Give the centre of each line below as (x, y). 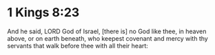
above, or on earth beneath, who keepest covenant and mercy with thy (107, 38)
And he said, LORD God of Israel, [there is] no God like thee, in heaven (107, 31)
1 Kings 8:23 (43, 13)
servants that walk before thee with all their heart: (78, 45)
